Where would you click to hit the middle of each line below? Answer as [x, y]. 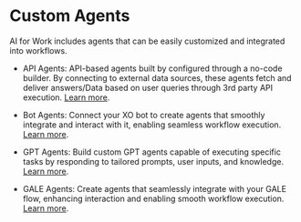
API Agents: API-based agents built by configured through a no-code [152, 68]
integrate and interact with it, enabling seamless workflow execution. [152, 125]
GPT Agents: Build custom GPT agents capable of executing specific [151, 152]
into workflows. [38, 50]
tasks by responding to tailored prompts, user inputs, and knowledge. [153, 161]
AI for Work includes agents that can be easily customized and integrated [147, 41]
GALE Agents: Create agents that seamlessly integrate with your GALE [155, 188]
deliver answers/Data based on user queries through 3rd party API [148, 87]
